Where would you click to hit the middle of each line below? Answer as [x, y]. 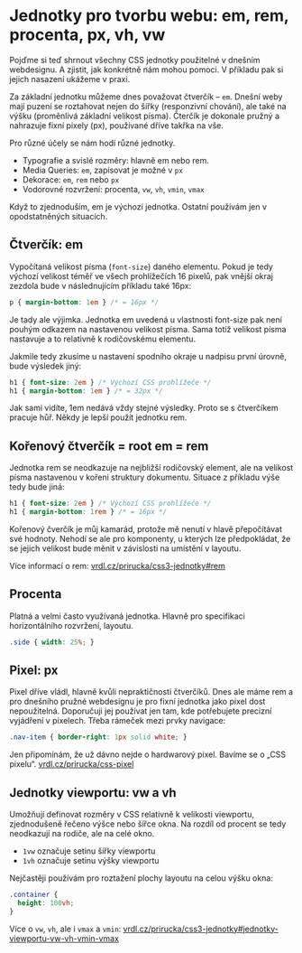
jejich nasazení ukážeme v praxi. [70, 79]
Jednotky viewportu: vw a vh [93, 793]
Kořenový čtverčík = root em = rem [109, 446]
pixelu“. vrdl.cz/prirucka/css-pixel [72, 764]
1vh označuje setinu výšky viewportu [91, 861]
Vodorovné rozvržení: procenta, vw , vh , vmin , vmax [113, 189]
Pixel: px [34, 671]
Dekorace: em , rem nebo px [71, 179]
